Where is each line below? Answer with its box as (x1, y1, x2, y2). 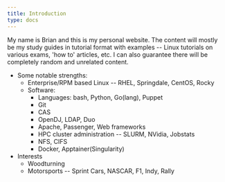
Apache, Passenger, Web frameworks (37, 122, 146, 131)
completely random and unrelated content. (7, 57, 129, 66)
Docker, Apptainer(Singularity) (37, 145, 125, 153)
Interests (17, 152, 43, 160)
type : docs (7, 17, 39, 24)
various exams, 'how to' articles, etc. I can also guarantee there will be (7, 50, 208, 59)
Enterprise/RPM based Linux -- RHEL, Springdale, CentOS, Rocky (27, 78, 215, 87)
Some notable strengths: (17, 71, 88, 80)
